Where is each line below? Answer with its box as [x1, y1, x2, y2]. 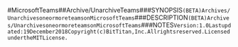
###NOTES [141, 21, 174, 29]
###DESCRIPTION [134, 13, 188, 22]
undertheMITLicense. [7, 34, 69, 41]
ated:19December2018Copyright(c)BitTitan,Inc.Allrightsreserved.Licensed [7, 28, 231, 35]
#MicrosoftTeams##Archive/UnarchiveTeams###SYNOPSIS [7, 6, 183, 14]
